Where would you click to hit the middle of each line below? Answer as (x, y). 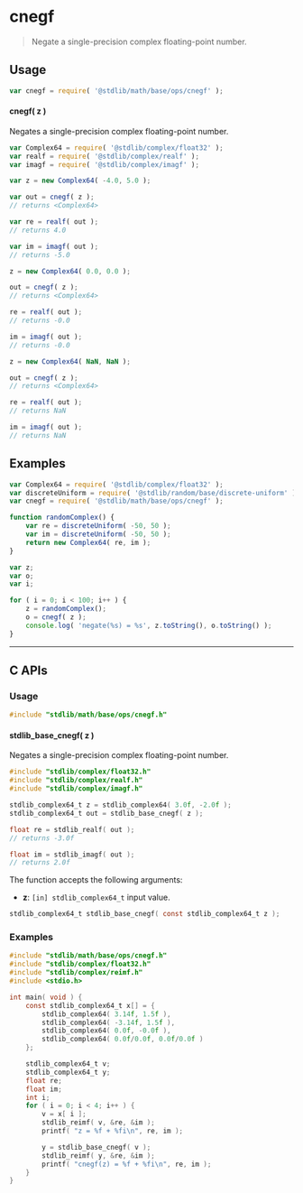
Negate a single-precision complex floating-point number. (139, 42)
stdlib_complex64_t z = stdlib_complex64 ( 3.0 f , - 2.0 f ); (120, 805)
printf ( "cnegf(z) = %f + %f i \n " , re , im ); (127, 1164)
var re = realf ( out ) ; (54, 222)
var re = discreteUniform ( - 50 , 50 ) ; (98, 526)
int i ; (38, 1097)
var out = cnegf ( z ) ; (52, 197)
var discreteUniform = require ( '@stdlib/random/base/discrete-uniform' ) (153, 493)
